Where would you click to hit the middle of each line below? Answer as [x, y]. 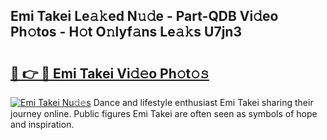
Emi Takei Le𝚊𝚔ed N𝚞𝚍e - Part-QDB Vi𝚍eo [144, 16]
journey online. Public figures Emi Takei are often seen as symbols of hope [164, 113]
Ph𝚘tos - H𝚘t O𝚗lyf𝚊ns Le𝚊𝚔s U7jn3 [126, 32]
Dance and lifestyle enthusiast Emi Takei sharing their [203, 102]
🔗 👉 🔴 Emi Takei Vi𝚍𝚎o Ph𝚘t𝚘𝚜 [110, 73]
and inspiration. [42, 124]
